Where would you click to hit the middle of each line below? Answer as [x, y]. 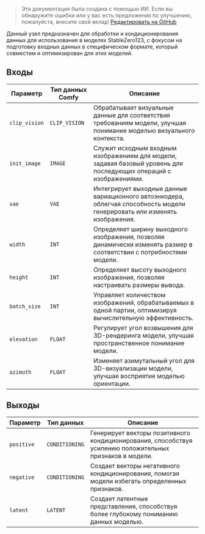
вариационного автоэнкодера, [139, 196]
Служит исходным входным [135, 148]
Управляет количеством [130, 295]
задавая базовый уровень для [138, 163]
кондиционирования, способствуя [141, 440]
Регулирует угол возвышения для [143, 328]
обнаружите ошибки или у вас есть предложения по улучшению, [106, 15]
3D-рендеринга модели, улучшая [144, 335]
